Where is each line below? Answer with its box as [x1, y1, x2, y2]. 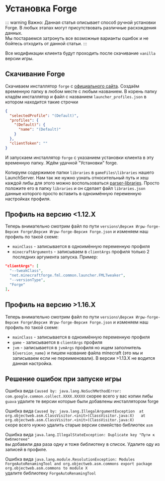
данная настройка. [12, 360, 53, 366]
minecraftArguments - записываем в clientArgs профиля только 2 [12, 249, 150, 255]
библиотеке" [5, 437, 30, 442]
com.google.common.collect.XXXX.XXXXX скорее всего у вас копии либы [5, 393, 153, 399]
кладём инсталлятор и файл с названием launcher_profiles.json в [5, 93, 147, 99]
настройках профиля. [5, 196, 51, 202]
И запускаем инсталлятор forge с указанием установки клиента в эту [5, 155, 154, 160]
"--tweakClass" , [9, 268, 43, 273]
